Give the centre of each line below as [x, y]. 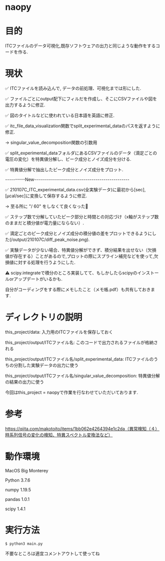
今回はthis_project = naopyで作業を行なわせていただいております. [72, 392]
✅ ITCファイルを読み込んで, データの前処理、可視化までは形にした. [73, 88]
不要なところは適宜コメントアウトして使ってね [52, 553]
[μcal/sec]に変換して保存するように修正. [46, 196]
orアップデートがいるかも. [36, 279]
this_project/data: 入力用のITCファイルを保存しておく [59, 332]
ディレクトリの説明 [44, 317]
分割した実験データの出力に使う [46, 365]
